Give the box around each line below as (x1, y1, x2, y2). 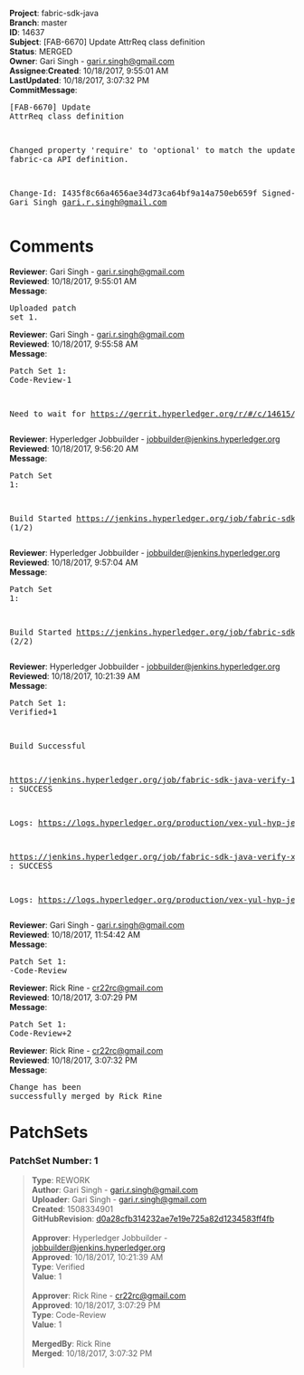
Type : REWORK (31, 1175, 90, 1186)
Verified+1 (9, 706, 58, 717)
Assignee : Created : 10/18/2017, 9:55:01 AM (9, 65, 169, 76)
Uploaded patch (9, 302, 77, 313)
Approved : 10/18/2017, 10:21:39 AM (31, 1252, 164, 1263)
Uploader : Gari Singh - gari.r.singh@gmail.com (31, 1194, 207, 1205)
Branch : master (9, 17, 68, 28)
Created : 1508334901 (31, 1204, 114, 1215)
